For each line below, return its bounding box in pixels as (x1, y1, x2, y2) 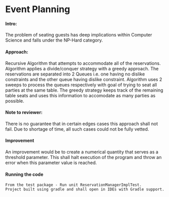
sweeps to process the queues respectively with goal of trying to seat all (5, 82, 157, 88)
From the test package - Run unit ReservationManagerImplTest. (5, 182, 142, 188)
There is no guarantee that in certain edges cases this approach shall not (5, 121, 158, 127)
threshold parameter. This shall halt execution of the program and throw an (5, 154, 162, 160)
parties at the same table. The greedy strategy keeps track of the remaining (5, 87, 163, 93)
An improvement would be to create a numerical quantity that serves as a (5, 149, 159, 155)
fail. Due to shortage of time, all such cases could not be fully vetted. (5, 126, 149, 132)
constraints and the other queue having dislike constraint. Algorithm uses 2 (5, 76, 162, 82)
